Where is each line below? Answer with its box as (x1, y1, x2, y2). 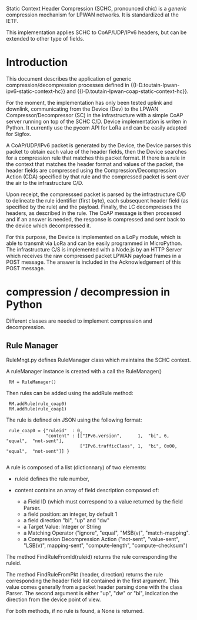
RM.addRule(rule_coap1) (8, 406, 67, 412)
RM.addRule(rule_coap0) (8, 400, 67, 407)
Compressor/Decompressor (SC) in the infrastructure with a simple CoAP (6, 111, 183, 118)
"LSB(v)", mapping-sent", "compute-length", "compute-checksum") (23, 542, 188, 549)
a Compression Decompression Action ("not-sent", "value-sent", (23, 535, 180, 542)
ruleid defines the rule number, (14, 475, 89, 482)
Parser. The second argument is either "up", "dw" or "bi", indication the (6, 589, 178, 596)
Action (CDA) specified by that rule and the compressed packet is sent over (6, 173, 189, 180)
